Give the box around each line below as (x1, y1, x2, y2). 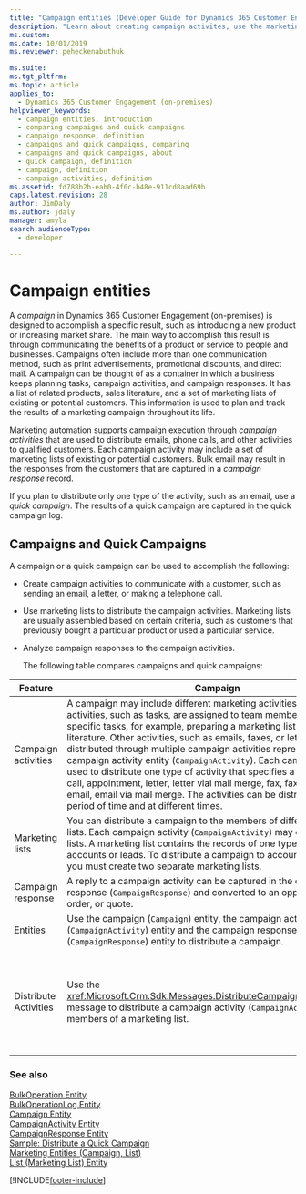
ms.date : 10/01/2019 (9, 38, 88, 48)
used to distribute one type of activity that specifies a (66, 766, 295, 779)
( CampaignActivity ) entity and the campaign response (66, 924, 298, 936)
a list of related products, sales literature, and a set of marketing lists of (9, 388, 277, 399)
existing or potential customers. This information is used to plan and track (9, 397, 286, 408)
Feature (18, 682, 54, 695)
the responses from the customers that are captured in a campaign (9, 464, 262, 475)
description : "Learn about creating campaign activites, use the (9, 22, 262, 31)
